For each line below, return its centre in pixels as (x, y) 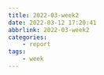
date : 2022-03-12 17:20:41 (52, 23)
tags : (17, 52)
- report (37, 45)
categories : (28, 37)
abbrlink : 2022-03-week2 (49, 30)
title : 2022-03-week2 (44, 15)
